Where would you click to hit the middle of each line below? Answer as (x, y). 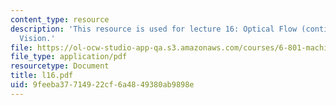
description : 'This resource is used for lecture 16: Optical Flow (154, 29)
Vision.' (37, 38)
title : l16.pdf (42, 76)
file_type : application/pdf (69, 57)
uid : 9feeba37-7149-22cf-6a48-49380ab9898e (102, 85)
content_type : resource (60, 19)
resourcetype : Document (60, 66)
